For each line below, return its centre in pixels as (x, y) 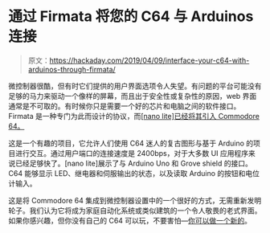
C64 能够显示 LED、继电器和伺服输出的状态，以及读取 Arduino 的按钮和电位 (134, 173)
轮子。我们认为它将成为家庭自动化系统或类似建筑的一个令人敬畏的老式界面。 (135, 211)
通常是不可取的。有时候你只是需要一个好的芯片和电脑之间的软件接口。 (125, 106)
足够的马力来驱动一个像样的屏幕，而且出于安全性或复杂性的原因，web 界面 (133, 96)
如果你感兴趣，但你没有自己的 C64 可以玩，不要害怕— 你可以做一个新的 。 (130, 220)
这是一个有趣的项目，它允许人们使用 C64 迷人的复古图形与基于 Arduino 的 (131, 143)
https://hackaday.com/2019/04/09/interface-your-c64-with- (149, 60)
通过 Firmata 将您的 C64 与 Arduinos (131, 16)
